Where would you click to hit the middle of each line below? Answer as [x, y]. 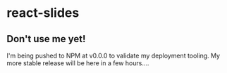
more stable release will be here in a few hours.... [78, 63]
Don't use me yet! [46, 39]
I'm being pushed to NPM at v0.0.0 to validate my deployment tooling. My [113, 55]
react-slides [43, 13]
